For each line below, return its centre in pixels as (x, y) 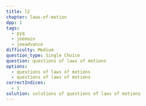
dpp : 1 (14, 22)
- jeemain (23, 39)
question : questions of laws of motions (57, 61)
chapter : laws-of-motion (36, 17)
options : (17, 66)
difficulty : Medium (30, 50)
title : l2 (18, 11)
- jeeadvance (27, 45)
